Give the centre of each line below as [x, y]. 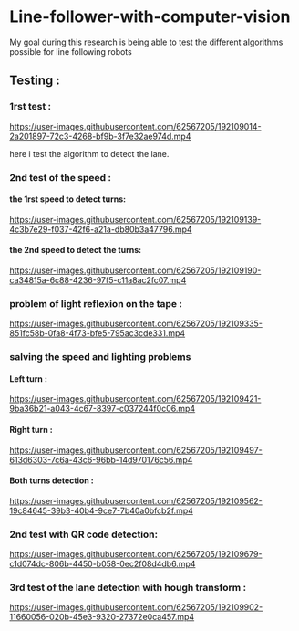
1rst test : [31, 107]
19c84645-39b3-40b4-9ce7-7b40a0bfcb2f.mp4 [102, 510]
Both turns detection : [52, 480]
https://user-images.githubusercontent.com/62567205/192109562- [136, 500]
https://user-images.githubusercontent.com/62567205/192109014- [135, 126]
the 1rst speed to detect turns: [67, 199]
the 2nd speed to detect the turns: [76, 250]
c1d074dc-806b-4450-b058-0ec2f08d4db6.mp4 [103, 564]
